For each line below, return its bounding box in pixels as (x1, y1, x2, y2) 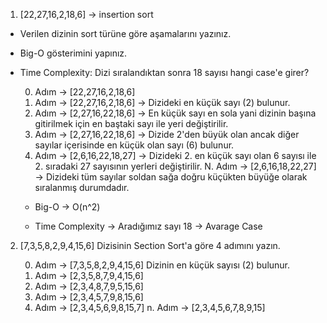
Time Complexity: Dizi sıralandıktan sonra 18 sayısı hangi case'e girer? (19, 67, 310, 78)
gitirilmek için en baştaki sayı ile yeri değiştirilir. (34, 118, 229, 129)
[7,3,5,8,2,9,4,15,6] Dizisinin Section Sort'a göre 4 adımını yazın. (19, 240, 281, 251)
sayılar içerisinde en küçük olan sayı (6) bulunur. (34, 139, 235, 151)
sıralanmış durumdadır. (34, 182, 130, 193)
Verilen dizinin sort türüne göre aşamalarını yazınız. (19, 28, 232, 39)
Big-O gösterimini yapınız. (19, 47, 128, 59)
